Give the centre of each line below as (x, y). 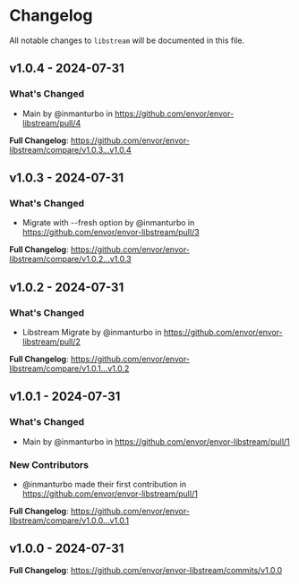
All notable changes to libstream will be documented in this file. (127, 40)
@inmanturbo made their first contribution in (104, 484)
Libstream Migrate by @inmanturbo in (92, 332)
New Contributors (49, 464)
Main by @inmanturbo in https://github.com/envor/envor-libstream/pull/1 (156, 441)
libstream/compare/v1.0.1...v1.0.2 (69, 368)
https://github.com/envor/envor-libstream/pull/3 (111, 233)
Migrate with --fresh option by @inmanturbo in (108, 223)
